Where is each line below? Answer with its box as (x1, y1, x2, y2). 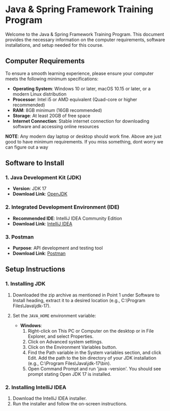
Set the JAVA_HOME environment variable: (12, 312, 96, 318)
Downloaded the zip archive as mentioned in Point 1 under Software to (12, 291, 160, 298)
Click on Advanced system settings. (27, 338, 103, 344)
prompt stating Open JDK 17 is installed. (27, 371, 112, 377)
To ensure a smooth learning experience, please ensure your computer (5, 70, 154, 76)
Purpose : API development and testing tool (12, 245, 103, 251)
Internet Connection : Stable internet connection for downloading (12, 118, 150, 124)
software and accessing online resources (12, 123, 99, 129)
